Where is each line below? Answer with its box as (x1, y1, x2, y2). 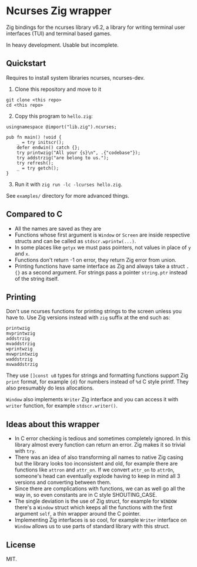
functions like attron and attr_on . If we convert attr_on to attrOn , (14, 466, 175, 473)
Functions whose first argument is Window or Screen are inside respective (14, 231, 190, 238)
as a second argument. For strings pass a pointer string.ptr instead (21, 268, 188, 276)
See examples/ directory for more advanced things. (6, 192, 129, 199)
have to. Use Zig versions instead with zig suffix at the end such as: (6, 314, 171, 321)
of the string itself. (14, 275, 59, 282)
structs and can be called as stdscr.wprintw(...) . (14, 237, 136, 244)
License (6, 540, 36, 550)
